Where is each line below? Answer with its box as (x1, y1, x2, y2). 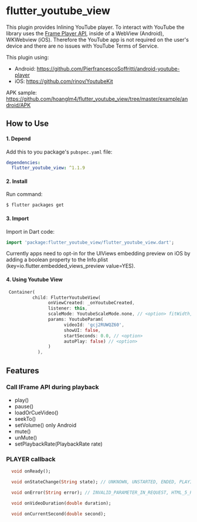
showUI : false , (63, 327, 101, 333)
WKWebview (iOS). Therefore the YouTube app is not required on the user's (6, 36, 189, 43)
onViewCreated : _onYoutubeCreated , (47, 300, 135, 306)
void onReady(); (11, 468, 51, 474)
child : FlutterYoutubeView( (32, 294, 101, 301)
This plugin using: (6, 54, 49, 61)
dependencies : (6, 159, 41, 165)
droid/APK (6, 101, 31, 108)
